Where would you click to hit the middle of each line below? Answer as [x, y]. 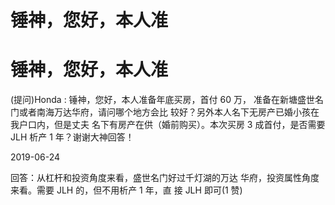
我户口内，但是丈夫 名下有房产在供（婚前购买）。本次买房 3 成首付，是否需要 [168, 125]
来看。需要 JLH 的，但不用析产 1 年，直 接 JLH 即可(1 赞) [126, 190]
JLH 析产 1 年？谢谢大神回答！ [72, 137]
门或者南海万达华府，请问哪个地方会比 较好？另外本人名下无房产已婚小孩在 [165, 112]
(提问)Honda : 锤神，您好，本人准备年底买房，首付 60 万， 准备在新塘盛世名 [167, 100]
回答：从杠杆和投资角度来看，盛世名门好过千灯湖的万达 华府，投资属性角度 [165, 178]
